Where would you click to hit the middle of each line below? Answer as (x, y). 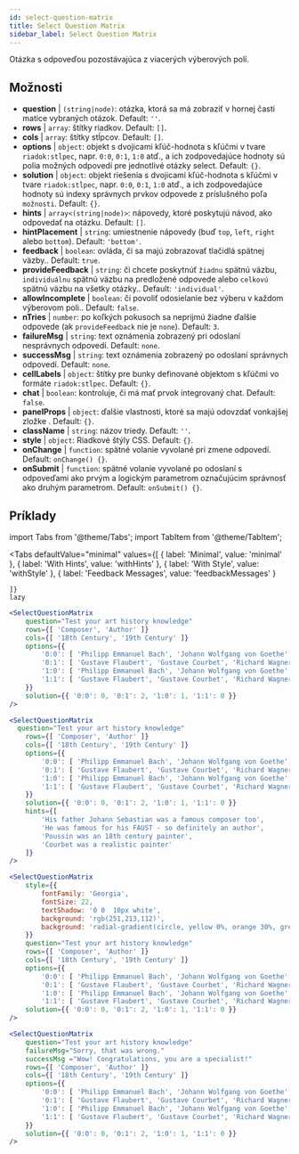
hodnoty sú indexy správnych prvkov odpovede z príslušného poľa (145, 194)
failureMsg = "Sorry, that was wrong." (95, 1051)
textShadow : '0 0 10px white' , (101, 910)
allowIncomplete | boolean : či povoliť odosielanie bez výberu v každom (153, 299)
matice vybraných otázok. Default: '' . (91, 119)
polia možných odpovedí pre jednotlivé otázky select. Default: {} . (141, 166)
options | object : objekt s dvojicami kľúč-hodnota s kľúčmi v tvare (144, 147)
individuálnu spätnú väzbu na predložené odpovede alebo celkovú (145, 279)
